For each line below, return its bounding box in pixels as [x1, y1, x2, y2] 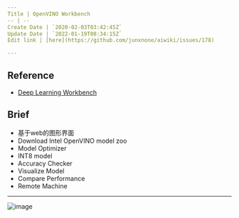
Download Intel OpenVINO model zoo [17, 136, 127, 145]
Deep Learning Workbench [17, 88, 97, 97]
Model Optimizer [17, 143, 67, 153]
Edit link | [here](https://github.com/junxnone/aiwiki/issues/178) [7, 37, 215, 44]
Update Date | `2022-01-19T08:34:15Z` [7, 30, 122, 38]
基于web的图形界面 [17, 129, 75, 137]
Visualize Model [17, 166, 65, 175]
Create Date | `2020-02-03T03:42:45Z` [7, 23, 122, 31]
